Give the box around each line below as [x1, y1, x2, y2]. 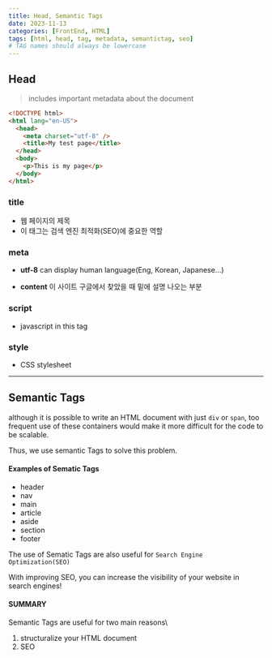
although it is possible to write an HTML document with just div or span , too [8, 412, 260, 422]
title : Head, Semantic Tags [8, 11, 104, 20]
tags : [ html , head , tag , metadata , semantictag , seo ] [8, 34, 194, 43]
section [19, 525, 45, 535]
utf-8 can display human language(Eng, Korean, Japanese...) [19, 265, 224, 275]
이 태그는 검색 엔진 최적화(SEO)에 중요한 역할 [19, 226, 164, 235]
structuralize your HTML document [19, 634, 138, 643]
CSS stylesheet [19, 359, 72, 369]
